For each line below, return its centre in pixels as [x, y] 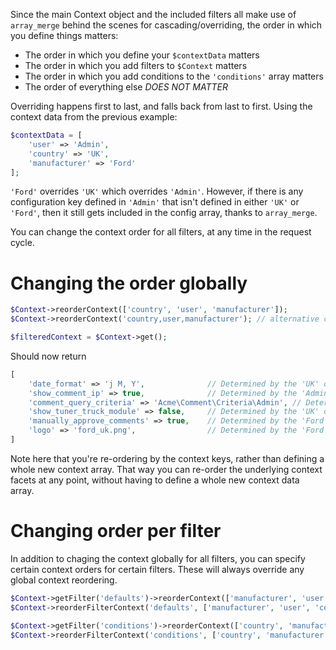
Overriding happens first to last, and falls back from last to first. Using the [161, 106]
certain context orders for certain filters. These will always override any [157, 569]
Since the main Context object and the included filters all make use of [153, 14]
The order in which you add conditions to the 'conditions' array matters [174, 76]
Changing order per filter [116, 531]
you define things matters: [64, 35]
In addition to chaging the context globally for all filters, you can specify [158, 558]
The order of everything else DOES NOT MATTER [126, 87]
